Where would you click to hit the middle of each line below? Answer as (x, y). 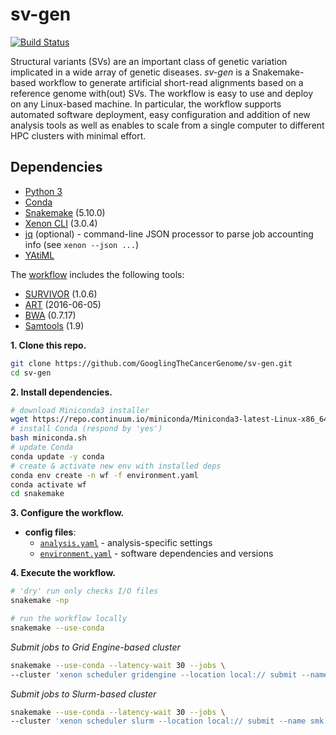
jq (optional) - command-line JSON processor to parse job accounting (169, 234)
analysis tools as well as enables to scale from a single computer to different (167, 125)
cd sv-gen (31, 373)
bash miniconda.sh (48, 438)
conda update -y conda (57, 456)
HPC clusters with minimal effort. (78, 135)
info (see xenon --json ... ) (81, 244)
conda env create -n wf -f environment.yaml (104, 475)
